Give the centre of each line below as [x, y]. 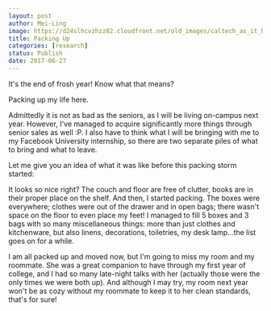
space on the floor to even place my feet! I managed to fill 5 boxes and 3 [129, 215]
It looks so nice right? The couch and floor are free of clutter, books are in [131, 189]
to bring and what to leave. [53, 149]
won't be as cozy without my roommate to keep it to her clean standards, [130, 291]
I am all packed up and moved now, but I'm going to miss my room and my [132, 256]
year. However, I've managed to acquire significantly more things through [130, 124]
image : [19, 31]
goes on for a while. [41, 241]
